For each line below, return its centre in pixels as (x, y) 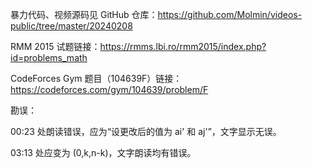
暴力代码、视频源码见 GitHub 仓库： (84, 14)
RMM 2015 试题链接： (55, 46)
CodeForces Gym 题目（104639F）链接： (96, 78)
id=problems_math (49, 57)
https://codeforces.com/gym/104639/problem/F (109, 89)
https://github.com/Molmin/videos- (230, 14)
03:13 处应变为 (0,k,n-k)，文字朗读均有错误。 (103, 152)
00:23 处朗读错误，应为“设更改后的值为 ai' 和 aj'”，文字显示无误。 (146, 131)
